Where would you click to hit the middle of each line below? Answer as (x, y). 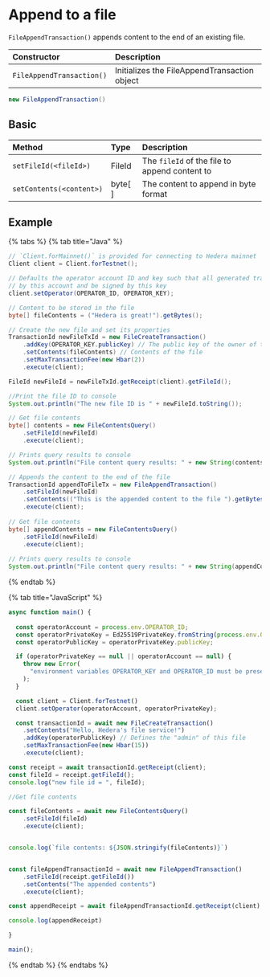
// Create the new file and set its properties (90, 330)
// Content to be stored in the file (72, 308)
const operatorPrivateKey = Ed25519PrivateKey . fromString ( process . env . (138, 635)
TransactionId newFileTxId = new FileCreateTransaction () (107, 337)
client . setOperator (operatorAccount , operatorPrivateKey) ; (117, 709)
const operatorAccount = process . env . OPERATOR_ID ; (102, 627)
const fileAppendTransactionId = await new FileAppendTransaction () (125, 869)
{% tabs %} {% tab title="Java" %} (65, 242)
